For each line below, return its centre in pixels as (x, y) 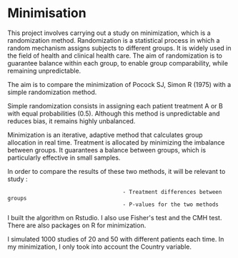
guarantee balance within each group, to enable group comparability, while (118, 63)
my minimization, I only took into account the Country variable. (99, 247)
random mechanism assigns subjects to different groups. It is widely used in (119, 48)
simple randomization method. (52, 92)
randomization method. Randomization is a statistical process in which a (114, 40)
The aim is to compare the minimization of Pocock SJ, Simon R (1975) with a (119, 84)
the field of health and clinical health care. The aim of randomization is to (115, 56)
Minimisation (47, 13)
